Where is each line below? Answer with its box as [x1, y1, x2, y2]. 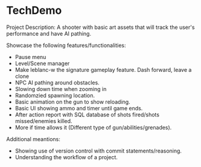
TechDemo [6, 4, 62, 17]
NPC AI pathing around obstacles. [14, 79, 100, 86]
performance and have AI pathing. [6, 30, 92, 37]
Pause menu [14, 53, 46, 60]
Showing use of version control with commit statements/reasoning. [14, 147, 182, 154]
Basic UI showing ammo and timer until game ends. [14, 104, 143, 112]
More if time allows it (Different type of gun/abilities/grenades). [14, 124, 172, 131]
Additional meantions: [6, 135, 60, 142]
